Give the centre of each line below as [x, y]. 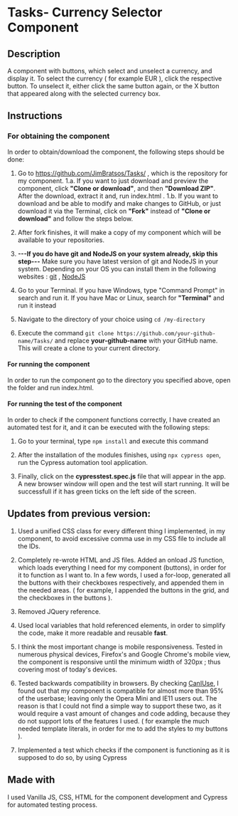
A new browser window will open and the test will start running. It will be [123, 484]
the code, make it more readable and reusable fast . [93, 633]
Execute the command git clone [66, 333]
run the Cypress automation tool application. [82, 463]
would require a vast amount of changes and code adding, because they [124, 713]
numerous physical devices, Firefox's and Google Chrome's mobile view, [124, 654]
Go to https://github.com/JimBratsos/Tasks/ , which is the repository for [123, 173]
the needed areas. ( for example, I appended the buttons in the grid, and [123, 590]
